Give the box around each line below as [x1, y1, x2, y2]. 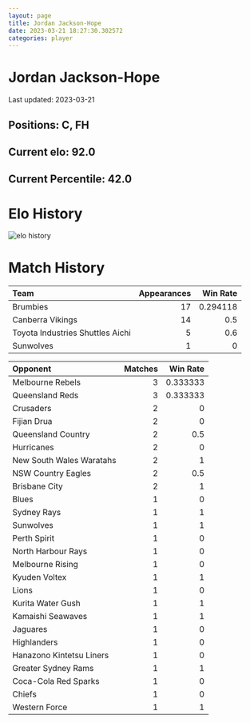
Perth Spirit [12, 533, 54, 544]
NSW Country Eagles [12, 468, 92, 479]
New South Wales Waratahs [12, 455, 117, 466]
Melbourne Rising [12, 559, 78, 570]
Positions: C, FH [8, 118, 89, 132]
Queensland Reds [12, 389, 79, 401]
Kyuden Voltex [12, 572, 67, 583]
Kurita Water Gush [12, 597, 81, 609]
